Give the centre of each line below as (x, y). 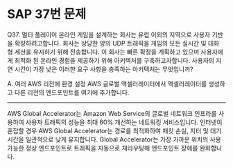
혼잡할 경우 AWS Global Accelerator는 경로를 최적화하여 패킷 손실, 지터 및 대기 (114, 130)
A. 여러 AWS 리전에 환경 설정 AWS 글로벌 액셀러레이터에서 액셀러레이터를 (107, 83)
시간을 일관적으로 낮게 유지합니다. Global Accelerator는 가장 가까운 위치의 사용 (114, 139)
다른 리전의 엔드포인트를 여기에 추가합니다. (72, 92)
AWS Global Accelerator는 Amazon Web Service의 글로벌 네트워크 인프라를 (112, 113)
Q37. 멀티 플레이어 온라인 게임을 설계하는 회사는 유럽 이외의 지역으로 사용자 (109, 35)
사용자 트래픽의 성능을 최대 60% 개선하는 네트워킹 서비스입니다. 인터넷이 (124, 122)
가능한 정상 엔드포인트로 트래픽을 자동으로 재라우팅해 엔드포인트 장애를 (103, 148)
